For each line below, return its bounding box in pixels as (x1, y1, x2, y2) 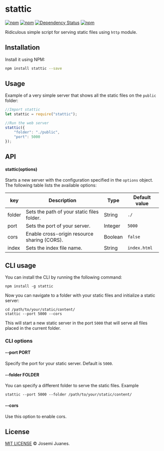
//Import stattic (5, 107, 41, 112)
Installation (5, 43, 40, 52)
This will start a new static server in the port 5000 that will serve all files (5, 320, 148, 326)
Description (48, 197, 77, 204)
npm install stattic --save (5, 66, 62, 71)
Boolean (103, 234, 123, 240)
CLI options (5, 337, 33, 344)
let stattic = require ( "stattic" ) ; (5, 112, 78, 117)
